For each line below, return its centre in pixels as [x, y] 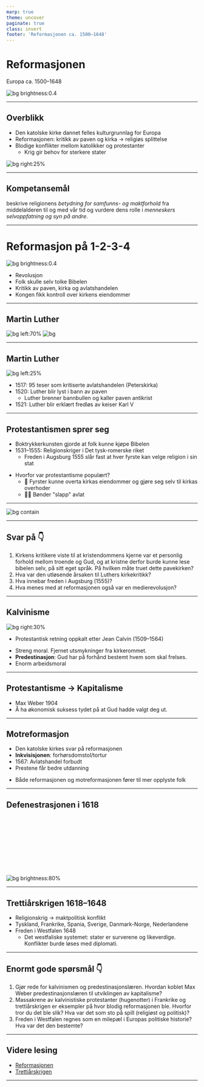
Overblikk [25, 118]
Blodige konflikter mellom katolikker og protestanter [80, 145]
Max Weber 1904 [36, 703]
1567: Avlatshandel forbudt [48, 762]
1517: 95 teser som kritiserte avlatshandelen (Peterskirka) [87, 385]
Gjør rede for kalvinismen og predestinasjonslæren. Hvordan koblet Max [105, 987]
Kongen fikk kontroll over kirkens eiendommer [73, 294]
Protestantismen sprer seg [58, 429]
